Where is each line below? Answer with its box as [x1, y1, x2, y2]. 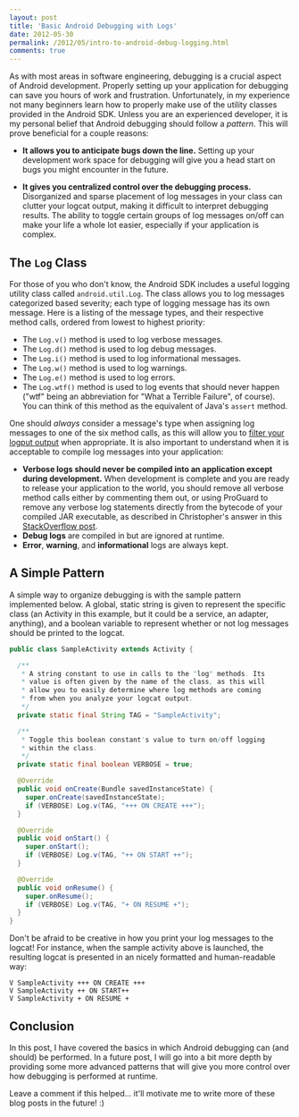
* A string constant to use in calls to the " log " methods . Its [21, 669, 266, 678]
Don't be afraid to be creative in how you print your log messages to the [9, 933, 274, 944]
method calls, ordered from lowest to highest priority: [9, 317, 205, 327]
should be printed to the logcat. [9, 627, 125, 638]
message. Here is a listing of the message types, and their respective [9, 307, 264, 317]
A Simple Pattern [9, 565, 105, 581]
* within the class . [21, 743, 98, 752]
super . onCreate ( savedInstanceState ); [25, 792, 166, 801]
